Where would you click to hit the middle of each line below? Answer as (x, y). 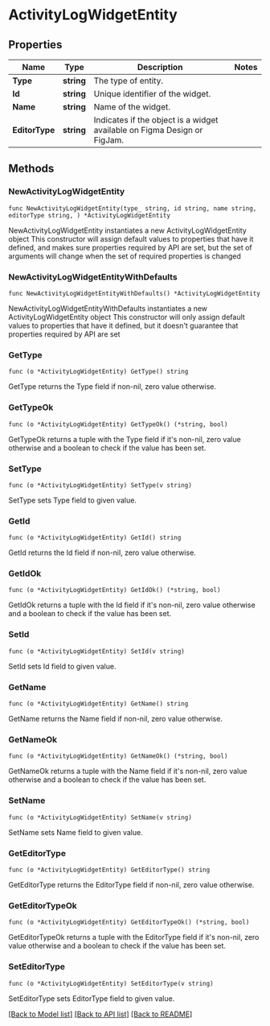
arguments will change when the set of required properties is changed (125, 256)
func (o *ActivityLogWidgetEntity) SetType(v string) (100, 485)
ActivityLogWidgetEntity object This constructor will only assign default (127, 316)
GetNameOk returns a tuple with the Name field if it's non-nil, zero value (128, 772)
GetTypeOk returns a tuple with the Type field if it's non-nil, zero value (125, 439)
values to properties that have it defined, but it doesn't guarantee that (123, 325)
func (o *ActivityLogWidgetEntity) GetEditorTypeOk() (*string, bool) (129, 923)
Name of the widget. (132, 107)
